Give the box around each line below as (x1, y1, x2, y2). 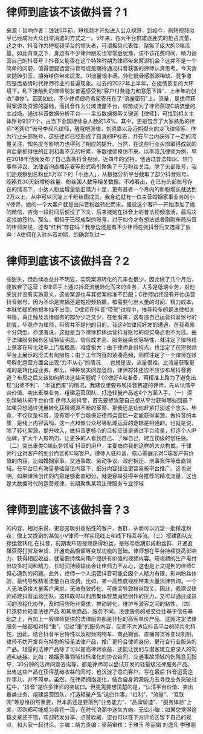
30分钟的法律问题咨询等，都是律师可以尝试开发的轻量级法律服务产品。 (16, 660, 193, 667)
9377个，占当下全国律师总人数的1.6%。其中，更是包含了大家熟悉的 (22, 117, 190, 125)
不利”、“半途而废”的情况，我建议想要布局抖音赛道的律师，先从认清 (24, 381, 190, 388)
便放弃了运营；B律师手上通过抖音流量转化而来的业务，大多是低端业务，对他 (6, 283, 195, 290)
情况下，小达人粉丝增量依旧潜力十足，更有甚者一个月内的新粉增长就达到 (16, 185, 197, 192)
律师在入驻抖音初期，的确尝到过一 (20, 231, 106, 238)
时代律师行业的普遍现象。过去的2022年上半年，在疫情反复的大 (32, 79, 189, 87)
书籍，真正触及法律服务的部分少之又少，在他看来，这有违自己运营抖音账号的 (6, 313, 197, 321)
